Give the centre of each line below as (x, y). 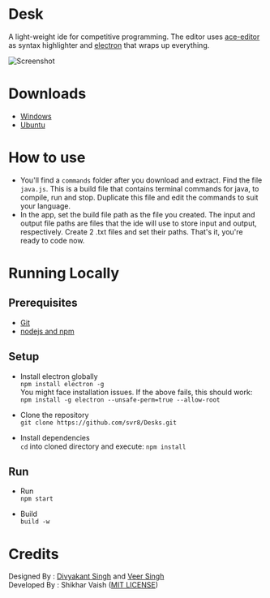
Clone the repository (54, 415)
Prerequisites (43, 303)
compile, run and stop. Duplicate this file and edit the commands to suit (139, 197)
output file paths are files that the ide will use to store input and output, (138, 223)
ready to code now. (52, 240)
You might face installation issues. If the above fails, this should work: (136, 392)
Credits (34, 554)
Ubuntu (33, 125)
